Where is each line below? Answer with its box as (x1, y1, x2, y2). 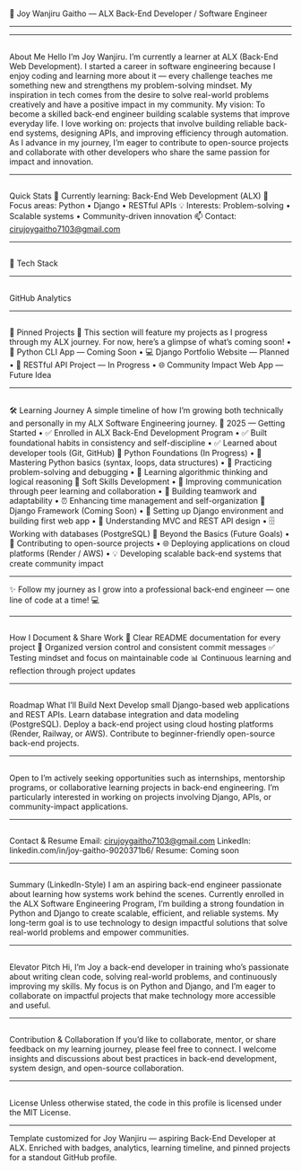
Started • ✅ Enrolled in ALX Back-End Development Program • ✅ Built (9, 427, 267, 438)
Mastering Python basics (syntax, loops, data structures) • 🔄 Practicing (9, 457, 272, 468)
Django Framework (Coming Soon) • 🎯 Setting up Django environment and (9, 505, 284, 515)
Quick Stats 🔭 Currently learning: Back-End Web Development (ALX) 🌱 (9, 190, 269, 201)
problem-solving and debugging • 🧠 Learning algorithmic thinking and (9, 466, 269, 477)
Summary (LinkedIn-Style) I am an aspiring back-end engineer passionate (9, 879, 282, 890)
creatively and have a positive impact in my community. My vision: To (9, 99, 266, 110)
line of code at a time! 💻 (9, 594, 100, 605)
